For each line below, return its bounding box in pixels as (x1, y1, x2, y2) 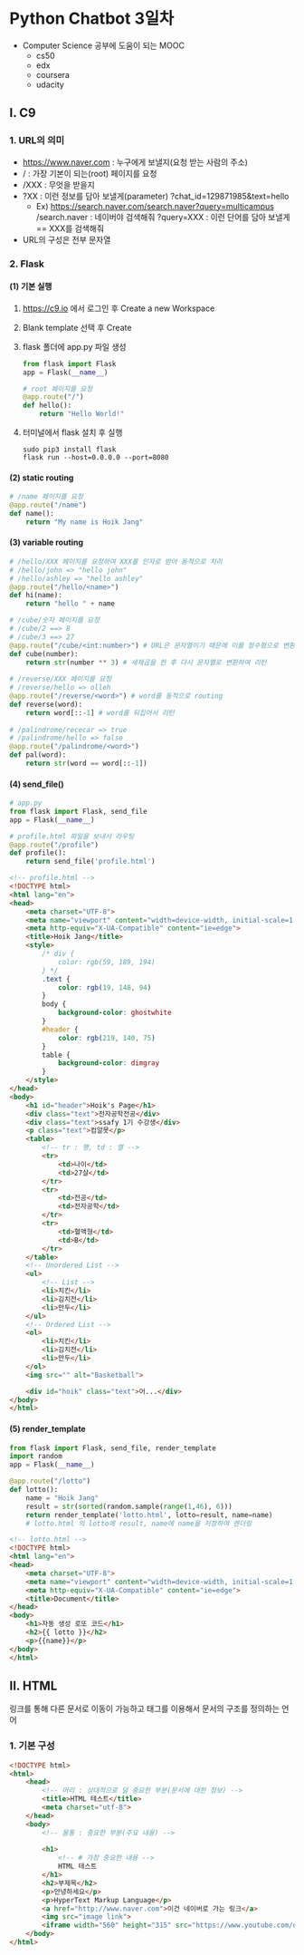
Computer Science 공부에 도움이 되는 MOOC (22, 40, 185, 51)
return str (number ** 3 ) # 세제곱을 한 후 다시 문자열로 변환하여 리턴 (25, 658, 267, 667)
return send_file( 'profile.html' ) (25, 857, 156, 866)
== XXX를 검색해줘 (35, 223, 105, 234)
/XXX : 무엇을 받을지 (22, 179, 95, 190)
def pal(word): (9, 750, 67, 760)
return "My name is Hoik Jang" (25, 518, 144, 527)
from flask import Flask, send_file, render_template (9, 1443, 217, 1453)
